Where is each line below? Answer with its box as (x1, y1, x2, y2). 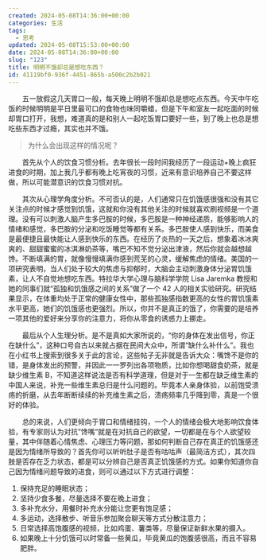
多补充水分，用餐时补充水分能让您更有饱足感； (19, 503, 173, 513)
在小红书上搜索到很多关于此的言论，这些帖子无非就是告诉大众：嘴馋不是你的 (8, 350, 259, 360)
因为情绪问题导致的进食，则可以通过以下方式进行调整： (14, 466, 196, 476)
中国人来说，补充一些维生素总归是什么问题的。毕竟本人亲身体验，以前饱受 (8, 379, 252, 390)
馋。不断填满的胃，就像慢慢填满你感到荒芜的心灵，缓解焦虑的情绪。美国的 (8, 254, 252, 263)
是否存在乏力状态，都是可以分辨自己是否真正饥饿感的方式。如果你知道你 (14, 457, 252, 466)
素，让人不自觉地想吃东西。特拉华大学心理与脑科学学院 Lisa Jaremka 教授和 (8, 274, 258, 283)
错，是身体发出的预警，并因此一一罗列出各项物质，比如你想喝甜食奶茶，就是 (8, 360, 259, 370)
